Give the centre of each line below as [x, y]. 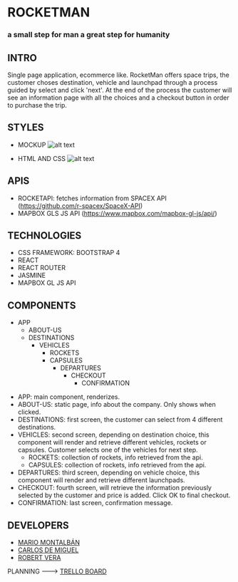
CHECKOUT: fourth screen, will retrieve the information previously [115, 488]
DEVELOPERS [38, 525]
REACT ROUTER [42, 268]
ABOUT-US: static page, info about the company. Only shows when [117, 405]
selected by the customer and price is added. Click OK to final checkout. [124, 495]
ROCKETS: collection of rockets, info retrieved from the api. [115, 457]
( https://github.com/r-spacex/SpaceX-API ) [80, 206]
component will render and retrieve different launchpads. [101, 480]
